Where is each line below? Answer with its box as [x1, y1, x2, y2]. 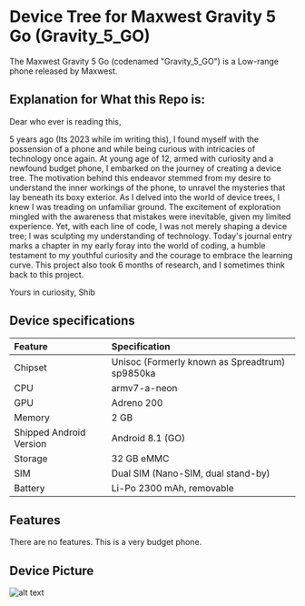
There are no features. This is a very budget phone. [9, 537, 202, 548]
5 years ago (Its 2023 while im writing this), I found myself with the [9, 134, 260, 145]
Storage [14, 452, 48, 465]
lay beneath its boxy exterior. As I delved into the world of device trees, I [9, 191, 280, 202]
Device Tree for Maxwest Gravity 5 [9, 6, 277, 27]
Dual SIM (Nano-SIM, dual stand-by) [111, 467, 271, 480]
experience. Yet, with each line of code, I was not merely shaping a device [9, 220, 288, 231]
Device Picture [9, 562, 94, 579]
